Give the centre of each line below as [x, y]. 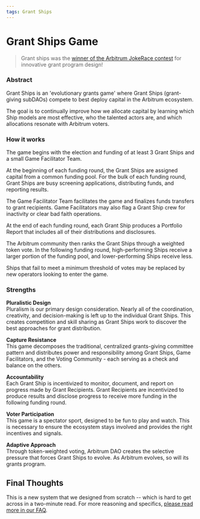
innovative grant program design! [62, 64]
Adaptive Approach [31, 445]
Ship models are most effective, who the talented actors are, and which [94, 117]
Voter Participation [30, 414]
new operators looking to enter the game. [57, 274]
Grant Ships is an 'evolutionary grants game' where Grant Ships [84, 93]
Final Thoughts [35, 483]
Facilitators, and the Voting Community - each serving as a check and [92, 359]
